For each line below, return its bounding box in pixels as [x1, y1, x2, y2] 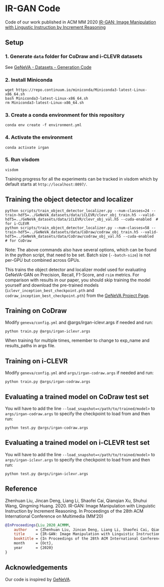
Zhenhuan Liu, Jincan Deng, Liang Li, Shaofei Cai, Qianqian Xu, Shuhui [5, 498, 147, 503]
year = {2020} [14, 545, 54, 550]
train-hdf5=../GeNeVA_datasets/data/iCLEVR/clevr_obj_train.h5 [5, 212, 137, 217]
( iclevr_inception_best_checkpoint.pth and [5, 287, 94, 293]
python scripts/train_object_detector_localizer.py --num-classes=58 [5, 225, 150, 230]
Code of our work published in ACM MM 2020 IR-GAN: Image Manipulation [5, 19, 156, 25]
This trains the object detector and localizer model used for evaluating [5, 267, 146, 273]
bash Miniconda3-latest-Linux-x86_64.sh [5, 96, 89, 101]
